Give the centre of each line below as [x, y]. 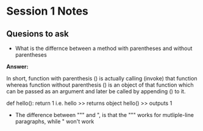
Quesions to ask [37, 34]
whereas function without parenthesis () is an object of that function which [100, 85]
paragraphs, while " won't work [55, 121]
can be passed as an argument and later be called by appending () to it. [96, 91]
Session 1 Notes [47, 11]
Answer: [17, 66]
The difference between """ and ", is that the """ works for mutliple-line [104, 115]
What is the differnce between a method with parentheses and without [104, 48]
